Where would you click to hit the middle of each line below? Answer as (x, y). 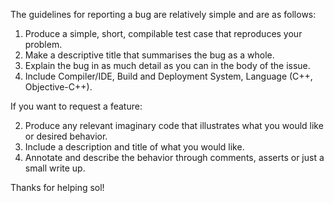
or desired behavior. (66, 136)
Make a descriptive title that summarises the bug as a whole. (149, 55)
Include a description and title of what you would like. (134, 147)
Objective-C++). (58, 87)
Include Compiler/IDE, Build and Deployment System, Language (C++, (168, 76)
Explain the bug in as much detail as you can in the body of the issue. (167, 65)
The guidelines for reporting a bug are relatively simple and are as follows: (163, 14)
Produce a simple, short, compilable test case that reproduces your (163, 33)
